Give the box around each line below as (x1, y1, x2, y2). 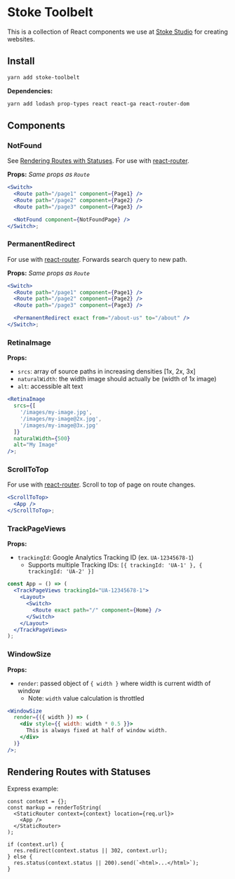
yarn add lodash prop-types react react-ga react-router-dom (7, 100, 190, 107)
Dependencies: (7, 86, 53, 95)
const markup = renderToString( (7, 805, 102, 812)
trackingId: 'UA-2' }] (27, 568, 95, 576)
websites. (7, 34, 35, 43)
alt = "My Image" (13, 442, 58, 449)
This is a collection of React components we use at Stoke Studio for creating (7, 27, 228, 36)
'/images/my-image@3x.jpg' (20, 422, 99, 429)
